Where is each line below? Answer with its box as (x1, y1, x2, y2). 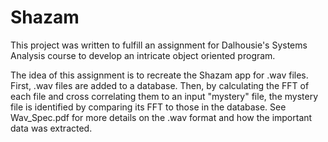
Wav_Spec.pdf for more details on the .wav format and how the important (10, 111, 313, 123)
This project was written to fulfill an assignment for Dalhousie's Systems (10, 39, 308, 51)
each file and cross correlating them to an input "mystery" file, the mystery (10, 90, 319, 102)
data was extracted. (10, 122, 93, 134)
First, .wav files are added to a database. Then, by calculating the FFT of (10, 79, 310, 91)
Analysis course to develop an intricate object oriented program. (10, 49, 276, 61)
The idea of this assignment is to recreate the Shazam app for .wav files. (10, 69, 309, 81)
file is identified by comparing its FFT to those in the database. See (10, 101, 287, 113)
